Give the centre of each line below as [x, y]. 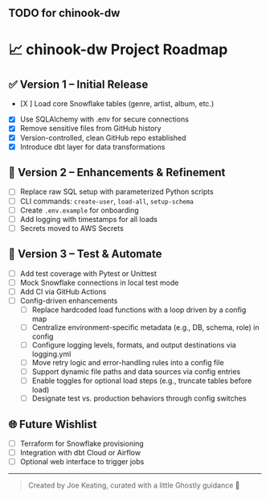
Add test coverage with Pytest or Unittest [88, 274]
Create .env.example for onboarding [79, 210]
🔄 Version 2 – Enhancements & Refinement [117, 173]
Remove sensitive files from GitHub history [91, 129]
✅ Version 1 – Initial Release [78, 84]
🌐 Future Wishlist [53, 424]
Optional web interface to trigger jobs [82, 462]
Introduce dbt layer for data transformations [92, 146]
